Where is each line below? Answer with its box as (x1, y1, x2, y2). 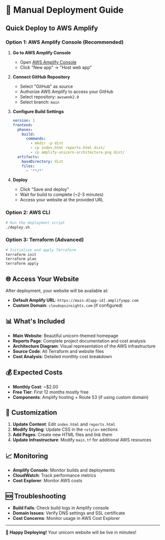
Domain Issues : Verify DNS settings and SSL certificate (12, 510, 125, 516)
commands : (25, 136, 46, 141)
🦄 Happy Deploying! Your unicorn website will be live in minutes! (5, 529, 137, 536)
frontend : (12, 123, 33, 127)
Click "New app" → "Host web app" (20, 64, 92, 70)
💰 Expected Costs (5, 368, 63, 377)
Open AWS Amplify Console (20, 59, 77, 65)
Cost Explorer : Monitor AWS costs (12, 478, 83, 484)
